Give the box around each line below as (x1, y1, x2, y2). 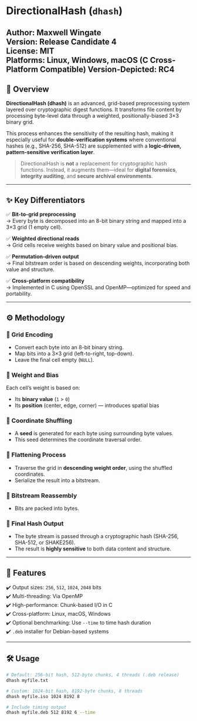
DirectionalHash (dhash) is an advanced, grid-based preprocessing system (6, 100, 190, 107)
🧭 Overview (6, 84, 49, 94)
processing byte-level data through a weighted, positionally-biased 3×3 (6, 112, 179, 119)
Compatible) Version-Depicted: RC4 (40, 64, 175, 74)
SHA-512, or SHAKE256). (14, 539, 76, 546)
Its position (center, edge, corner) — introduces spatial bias (14, 402, 159, 409)
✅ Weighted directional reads (6, 235, 80, 242)
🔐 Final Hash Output (6, 519, 64, 528)
